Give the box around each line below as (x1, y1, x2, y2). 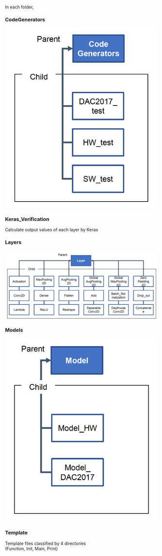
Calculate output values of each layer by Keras (5, 227, 98, 233)
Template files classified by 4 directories (5, 540, 86, 546)
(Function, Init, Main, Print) (5, 545, 58, 551)
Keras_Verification (5, 216, 49, 223)
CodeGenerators (5, 16, 45, 23)
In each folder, (5, 4, 34, 10)
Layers (5, 239, 22, 246)
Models (5, 327, 23, 333)
